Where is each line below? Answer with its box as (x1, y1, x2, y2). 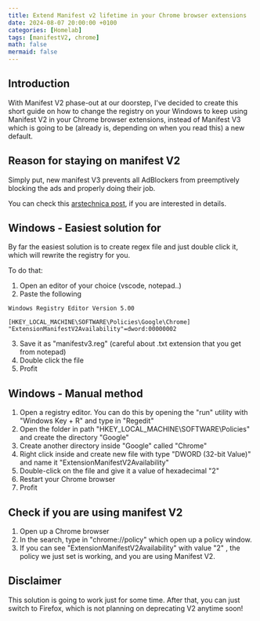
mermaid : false (8, 48, 58, 56)
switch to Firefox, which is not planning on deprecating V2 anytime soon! (8, 603, 244, 613)
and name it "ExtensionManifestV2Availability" (19, 457, 170, 468)
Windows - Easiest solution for (8, 222, 162, 235)
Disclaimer (8, 575, 62, 588)
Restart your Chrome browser (19, 475, 116, 484)
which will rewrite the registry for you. (8, 251, 131, 260)
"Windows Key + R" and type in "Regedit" (19, 416, 154, 425)
